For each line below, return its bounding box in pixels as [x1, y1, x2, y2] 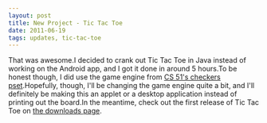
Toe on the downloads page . [8, 106, 102, 116]
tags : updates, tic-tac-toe [8, 33, 102, 42]
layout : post [8, 11, 52, 20]
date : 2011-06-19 [8, 26, 66, 34]
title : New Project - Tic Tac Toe [8, 19, 124, 27]
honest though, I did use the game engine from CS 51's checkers [8, 72, 221, 82]
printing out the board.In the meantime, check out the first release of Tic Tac [8, 98, 260, 107]
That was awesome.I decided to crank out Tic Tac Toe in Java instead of [8, 56, 247, 65]
